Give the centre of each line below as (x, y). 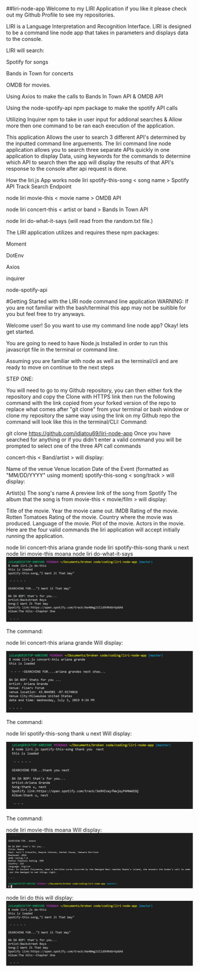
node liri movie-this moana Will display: (54, 830)
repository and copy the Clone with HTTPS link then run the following (91, 396)
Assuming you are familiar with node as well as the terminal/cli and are (92, 361)
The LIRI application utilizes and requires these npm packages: (83, 232)
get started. (20, 332)
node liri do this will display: (40, 897)
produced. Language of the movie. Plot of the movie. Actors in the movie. (96, 523)
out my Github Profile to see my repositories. (61, 15)
